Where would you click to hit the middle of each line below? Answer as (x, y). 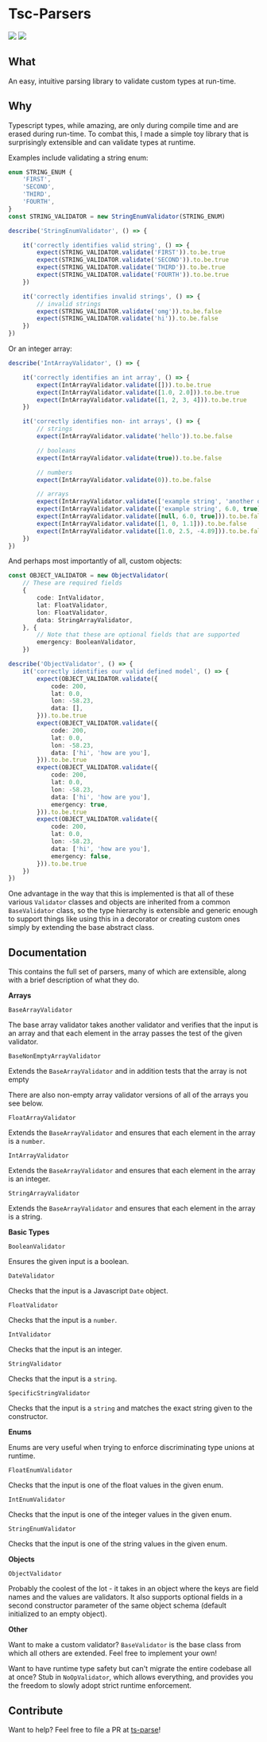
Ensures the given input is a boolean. (69, 1262)
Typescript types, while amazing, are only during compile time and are (123, 125)
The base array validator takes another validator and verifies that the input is (133, 1025)
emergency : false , (81, 856)
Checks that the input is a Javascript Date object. (88, 1291)
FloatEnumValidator (41, 1471)
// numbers (55, 472)
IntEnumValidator (37, 1500)
